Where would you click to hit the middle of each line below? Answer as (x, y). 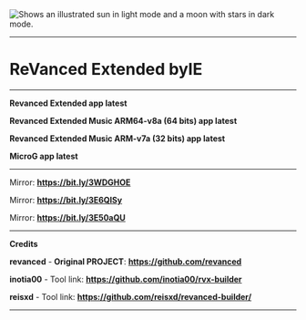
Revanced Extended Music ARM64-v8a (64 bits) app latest (123, 120)
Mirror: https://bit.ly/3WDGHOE (70, 182)
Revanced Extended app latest (68, 103)
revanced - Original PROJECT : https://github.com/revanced (126, 261)
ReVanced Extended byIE (106, 70)
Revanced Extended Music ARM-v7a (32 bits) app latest (117, 138)
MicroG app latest (44, 156)
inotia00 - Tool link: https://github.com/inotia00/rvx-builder (126, 279)
